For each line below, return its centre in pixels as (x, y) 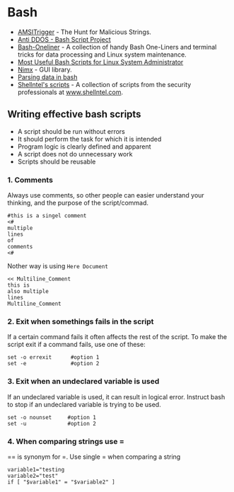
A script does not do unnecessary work (75, 154)
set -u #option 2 (52, 423)
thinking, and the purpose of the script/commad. (78, 203)
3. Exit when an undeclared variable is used (83, 382)
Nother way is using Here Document (58, 266)
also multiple (28, 292)
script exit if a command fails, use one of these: (77, 345)
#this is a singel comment (47, 216)
